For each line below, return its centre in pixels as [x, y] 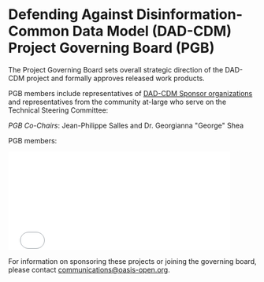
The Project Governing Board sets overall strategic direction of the [116, 69]
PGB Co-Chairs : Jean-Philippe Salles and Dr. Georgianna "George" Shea [126, 125]
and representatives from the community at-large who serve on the [117, 102]
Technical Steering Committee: [58, 110]
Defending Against [71, 15]
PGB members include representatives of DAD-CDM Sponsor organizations [130, 93]
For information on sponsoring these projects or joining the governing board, [132, 261]
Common [39, 31]
